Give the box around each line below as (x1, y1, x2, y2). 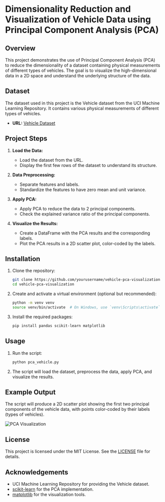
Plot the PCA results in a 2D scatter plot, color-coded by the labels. (19, 240, 156, 246)
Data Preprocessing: (12, 171, 56, 178)
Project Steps (5, 134, 48, 143)
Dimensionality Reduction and (5, 3, 131, 15)
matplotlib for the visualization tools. (12, 491, 86, 497)
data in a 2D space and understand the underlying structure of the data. (5, 73, 151, 78)
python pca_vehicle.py (12, 360, 59, 365)
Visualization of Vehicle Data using (5, 14, 151, 25)
